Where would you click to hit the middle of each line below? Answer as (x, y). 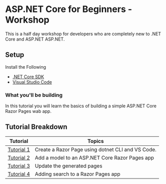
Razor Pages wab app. (28, 111)
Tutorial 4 (19, 174)
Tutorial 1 (19, 149)
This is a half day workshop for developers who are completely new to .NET (83, 34)
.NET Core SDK (28, 77)
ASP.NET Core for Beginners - (69, 9)
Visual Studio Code (32, 82)
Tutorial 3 (19, 165)
